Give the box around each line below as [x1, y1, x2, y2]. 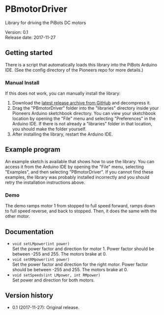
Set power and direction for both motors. [12, 277, 95, 283]
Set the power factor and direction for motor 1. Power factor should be [12, 246, 155, 252]
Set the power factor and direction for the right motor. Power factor [12, 261, 148, 267]
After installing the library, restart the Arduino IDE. [12, 131, 113, 137]
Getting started [5, 49, 53, 57]
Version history [5, 291, 54, 300]
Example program [5, 145, 60, 154]
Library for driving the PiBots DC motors [5, 20, 86, 26]
